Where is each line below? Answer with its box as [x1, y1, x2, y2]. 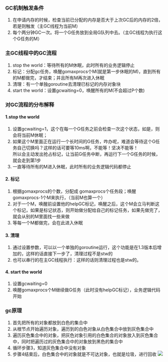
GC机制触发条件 [5, 4, 44, 11]
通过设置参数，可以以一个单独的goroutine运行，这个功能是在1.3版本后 [12, 245, 157, 251]
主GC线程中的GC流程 [5, 49, 57, 56]
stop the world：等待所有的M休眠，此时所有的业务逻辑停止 [12, 62, 135, 68]
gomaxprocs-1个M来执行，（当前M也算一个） [12, 194, 106, 200]
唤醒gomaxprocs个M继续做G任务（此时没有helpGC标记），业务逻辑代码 [12, 287, 161, 293]
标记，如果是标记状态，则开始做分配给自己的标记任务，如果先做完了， [17, 207, 162, 213]
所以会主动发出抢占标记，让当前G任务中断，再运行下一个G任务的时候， [12, 151, 160, 157]
